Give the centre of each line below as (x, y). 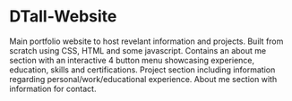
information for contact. (53, 88)
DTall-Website (63, 17)
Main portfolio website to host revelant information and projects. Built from (146, 41)
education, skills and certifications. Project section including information (142, 70)
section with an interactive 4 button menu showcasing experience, (132, 60)
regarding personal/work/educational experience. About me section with (143, 79)
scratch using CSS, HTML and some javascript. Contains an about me (138, 50)
